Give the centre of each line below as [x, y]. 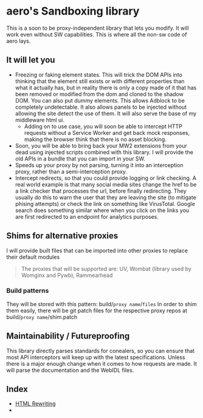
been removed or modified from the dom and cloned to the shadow [99, 94]
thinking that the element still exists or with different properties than [100, 81]
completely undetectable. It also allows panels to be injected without [101, 107]
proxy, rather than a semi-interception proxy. [71, 171]
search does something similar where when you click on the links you [102, 210]
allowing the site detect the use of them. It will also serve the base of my [106, 113]
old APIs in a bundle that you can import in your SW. [80, 159]
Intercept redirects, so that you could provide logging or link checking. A [105, 178]
